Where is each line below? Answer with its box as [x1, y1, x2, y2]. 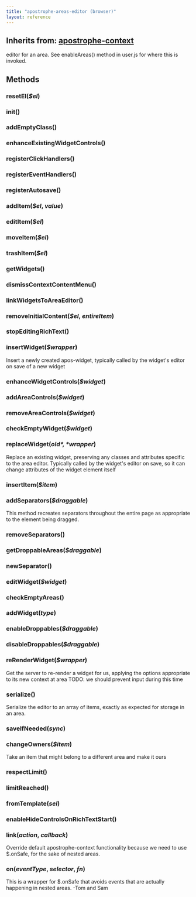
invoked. [6, 57, 27, 64]
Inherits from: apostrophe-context [6, 36, 134, 46]
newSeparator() [6, 562, 52, 570]
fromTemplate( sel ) [6, 799, 60, 807]
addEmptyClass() [6, 124, 57, 132]
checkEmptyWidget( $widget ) [6, 424, 92, 433]
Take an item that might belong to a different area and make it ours [6, 754, 167, 761]
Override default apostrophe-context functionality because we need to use [6, 844, 187, 851]
